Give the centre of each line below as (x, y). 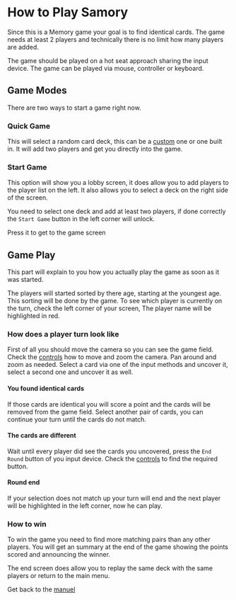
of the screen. (28, 198)
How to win (27, 523)
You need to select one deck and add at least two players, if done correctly (117, 211)
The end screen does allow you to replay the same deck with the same (110, 568)
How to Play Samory (68, 12)
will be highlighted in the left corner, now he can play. (85, 506)
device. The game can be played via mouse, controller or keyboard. (106, 68)
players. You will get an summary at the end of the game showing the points (118, 547)
